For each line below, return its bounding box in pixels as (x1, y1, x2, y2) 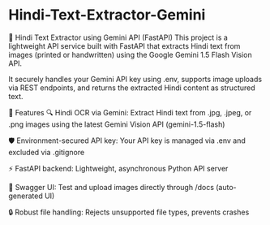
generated (8, 191, 43, 201)
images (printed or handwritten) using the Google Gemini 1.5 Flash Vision (8, 50, 253, 59)
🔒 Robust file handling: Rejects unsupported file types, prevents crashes (8, 207, 250, 217)
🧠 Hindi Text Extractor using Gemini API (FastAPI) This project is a (8, 32, 229, 42)
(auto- (216, 182, 237, 192)
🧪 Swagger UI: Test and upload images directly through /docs (8, 182, 215, 192)
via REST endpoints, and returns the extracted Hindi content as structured (8, 83, 255, 93)
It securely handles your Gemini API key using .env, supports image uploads (8, 74, 262, 84)
